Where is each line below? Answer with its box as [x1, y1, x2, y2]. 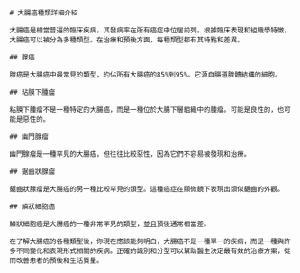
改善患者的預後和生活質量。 [15, 256, 104, 265]
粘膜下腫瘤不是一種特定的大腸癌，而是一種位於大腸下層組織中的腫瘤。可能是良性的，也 [9, 105, 285, 114]
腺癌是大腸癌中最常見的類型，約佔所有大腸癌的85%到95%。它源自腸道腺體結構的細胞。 [9, 70, 282, 79]
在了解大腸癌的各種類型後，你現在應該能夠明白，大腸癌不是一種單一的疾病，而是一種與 [9, 237, 285, 246]
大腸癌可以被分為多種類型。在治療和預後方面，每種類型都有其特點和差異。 [9, 35, 245, 44]
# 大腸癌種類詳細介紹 [9, 8, 78, 17]
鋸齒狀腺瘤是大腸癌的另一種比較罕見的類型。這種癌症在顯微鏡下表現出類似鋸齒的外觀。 [9, 185, 285, 194]
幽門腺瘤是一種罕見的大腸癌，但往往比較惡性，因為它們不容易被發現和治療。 [9, 150, 251, 159]
